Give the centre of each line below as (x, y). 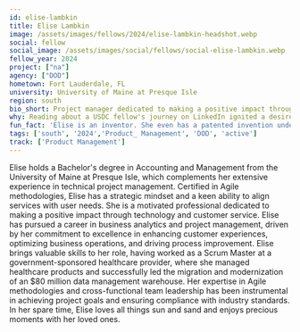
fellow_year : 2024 (43, 59)
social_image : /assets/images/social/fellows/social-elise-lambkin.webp (147, 51)
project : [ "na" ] (39, 68)
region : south (36, 100)
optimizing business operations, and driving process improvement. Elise (142, 243)
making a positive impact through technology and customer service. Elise (144, 214)
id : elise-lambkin (43, 17)
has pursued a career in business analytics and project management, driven (149, 224)
